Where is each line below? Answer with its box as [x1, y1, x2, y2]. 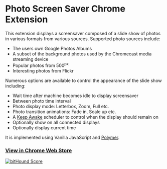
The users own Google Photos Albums [12, 45, 92, 51]
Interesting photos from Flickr [12, 67, 74, 73]
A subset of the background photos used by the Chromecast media [12, 51, 152, 57]
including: [5, 82, 26, 89]
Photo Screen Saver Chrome [5, 3, 125, 15]
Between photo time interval [12, 98, 71, 104]
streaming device [12, 56, 49, 62]
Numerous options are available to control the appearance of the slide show [5, 77, 162, 83]
